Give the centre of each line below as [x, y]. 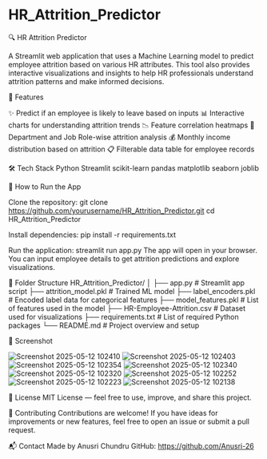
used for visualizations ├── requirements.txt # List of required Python [124, 316]
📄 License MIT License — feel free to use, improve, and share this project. [130, 397]
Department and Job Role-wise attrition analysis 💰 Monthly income [120, 137]
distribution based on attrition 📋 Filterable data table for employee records [132, 149]
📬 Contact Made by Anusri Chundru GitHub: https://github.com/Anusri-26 [131, 445]
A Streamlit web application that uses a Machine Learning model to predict [131, 56]
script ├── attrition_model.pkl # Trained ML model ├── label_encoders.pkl [132, 291]
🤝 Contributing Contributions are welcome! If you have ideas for [113, 413]
